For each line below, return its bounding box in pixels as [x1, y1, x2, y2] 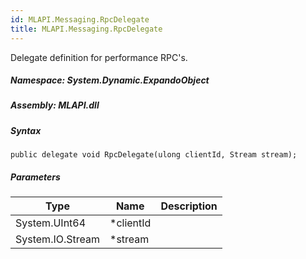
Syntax [10, 124, 42, 136]
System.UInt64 [15, 216, 87, 230]
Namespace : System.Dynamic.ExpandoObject [10, 74, 210, 86]
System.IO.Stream [15, 232, 100, 246]
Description [160, 199, 218, 213]
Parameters [10, 171, 61, 183]
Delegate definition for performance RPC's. [10, 51, 188, 63]
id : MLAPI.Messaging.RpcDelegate [10, 14, 150, 25]
